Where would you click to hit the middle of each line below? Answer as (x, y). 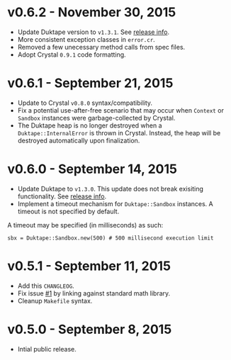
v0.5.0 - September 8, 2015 (90, 329)
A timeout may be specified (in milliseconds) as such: (85, 225)
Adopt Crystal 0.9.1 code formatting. (72, 55)
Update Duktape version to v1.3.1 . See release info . (94, 32)
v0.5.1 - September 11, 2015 (89, 266)
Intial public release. (47, 349)
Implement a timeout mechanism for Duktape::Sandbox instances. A (115, 203)
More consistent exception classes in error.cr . (86, 39)
